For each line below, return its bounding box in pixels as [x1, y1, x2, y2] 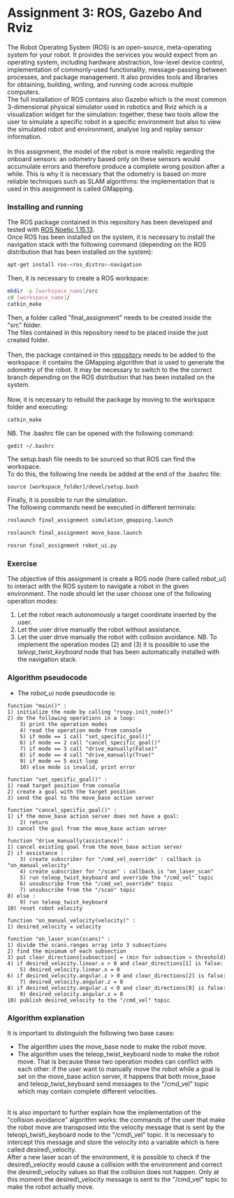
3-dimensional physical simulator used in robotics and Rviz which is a [7, 102, 207, 111]
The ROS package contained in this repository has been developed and [7, 218, 213, 226]
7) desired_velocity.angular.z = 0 [20, 978, 124, 986]
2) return [20, 819, 49, 826]
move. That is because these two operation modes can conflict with [17, 1057, 213, 1066]
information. [7, 132, 43, 141]
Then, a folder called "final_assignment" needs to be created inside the [7, 313, 212, 322]
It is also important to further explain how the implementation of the [7, 1108, 201, 1116]
